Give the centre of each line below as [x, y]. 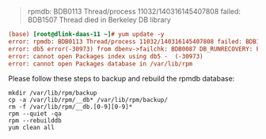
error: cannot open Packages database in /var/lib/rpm [101, 64]
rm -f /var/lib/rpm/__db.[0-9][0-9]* [70, 107]
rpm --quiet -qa [35, 114]
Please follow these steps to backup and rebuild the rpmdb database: [122, 79]
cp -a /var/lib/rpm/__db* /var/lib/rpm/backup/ [88, 100]
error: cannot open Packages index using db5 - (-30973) [106, 56]
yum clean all [32, 128]
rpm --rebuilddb [35, 121]
